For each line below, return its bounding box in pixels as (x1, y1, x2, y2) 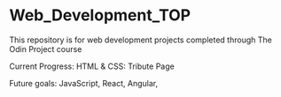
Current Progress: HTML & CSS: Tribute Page (9, 61, 175, 71)
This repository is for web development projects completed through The (9, 34, 272, 45)
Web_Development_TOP (9, 5, 191, 26)
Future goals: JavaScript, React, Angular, (9, 78, 158, 88)
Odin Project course (9, 43, 82, 54)
